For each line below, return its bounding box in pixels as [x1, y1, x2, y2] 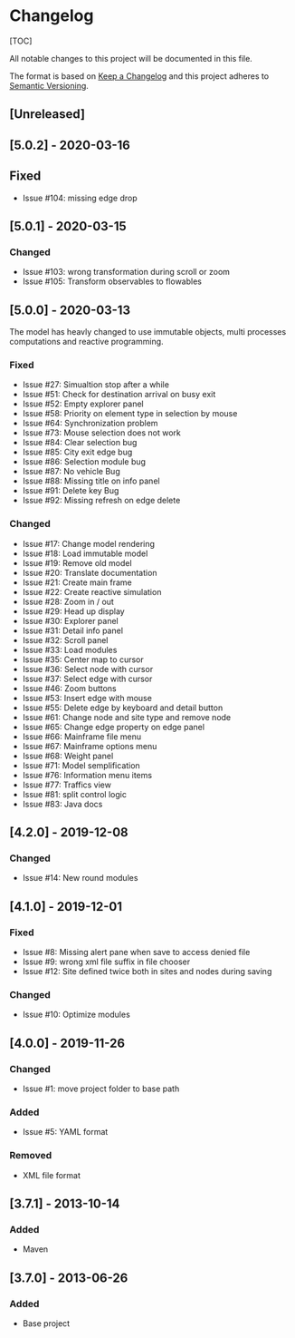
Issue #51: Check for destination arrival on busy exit [22, 389, 216, 400]
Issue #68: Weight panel [22, 750, 114, 761]
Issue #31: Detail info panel [22, 625, 124, 636]
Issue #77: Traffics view [22, 779, 111, 790]
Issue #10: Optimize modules [22, 1009, 131, 1021]
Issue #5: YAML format [22, 1127, 109, 1138]
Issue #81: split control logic [22, 788, 127, 799]
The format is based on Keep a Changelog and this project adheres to [9, 70, 270, 82]
